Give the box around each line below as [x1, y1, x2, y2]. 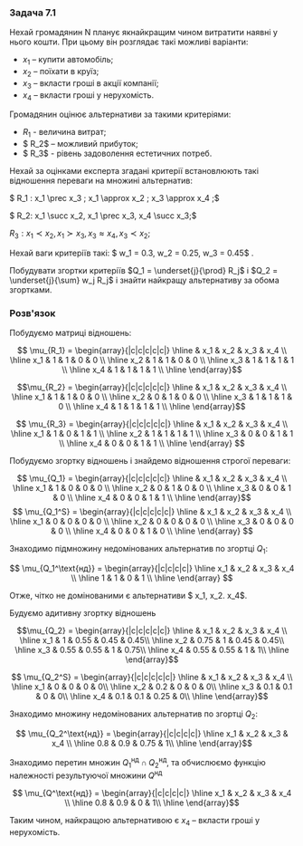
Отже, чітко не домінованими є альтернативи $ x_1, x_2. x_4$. [9, 591, 248, 601]
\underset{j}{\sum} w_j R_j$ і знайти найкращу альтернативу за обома [9, 274, 280, 286]
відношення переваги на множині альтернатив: [9, 175, 193, 187]
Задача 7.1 [9, 6, 57, 19]
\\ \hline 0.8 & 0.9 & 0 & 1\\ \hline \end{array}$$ [64, 797, 240, 808]
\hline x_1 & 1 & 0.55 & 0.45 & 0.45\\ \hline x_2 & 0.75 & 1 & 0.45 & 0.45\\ [19, 635, 285, 646]
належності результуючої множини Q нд [9, 768, 163, 781]
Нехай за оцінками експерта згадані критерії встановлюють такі [9, 166, 260, 177]
